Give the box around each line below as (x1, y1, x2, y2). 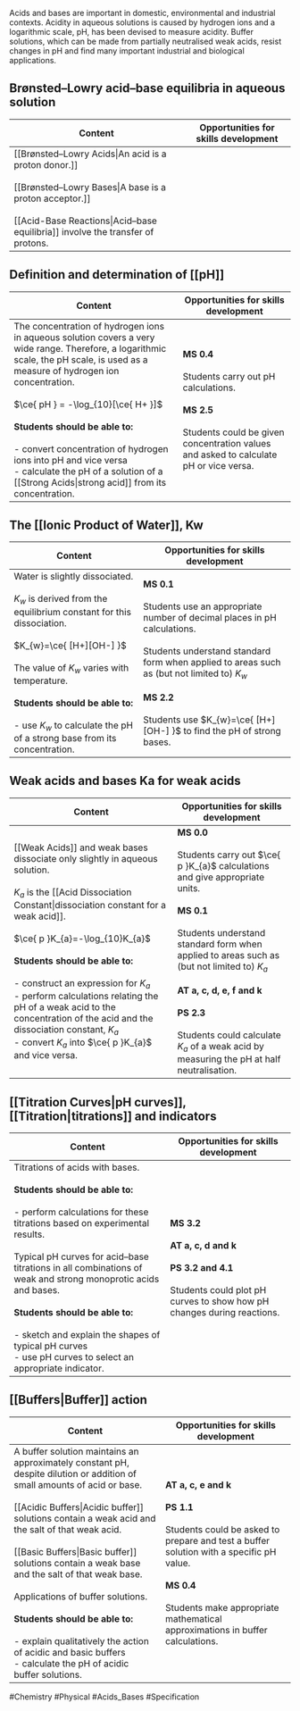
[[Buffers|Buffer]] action (9, 1392, 147, 1407)
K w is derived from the (13, 593, 108, 606)
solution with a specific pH (164, 1545, 277, 1557)
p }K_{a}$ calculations (177, 859, 270, 872)
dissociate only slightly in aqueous (13, 852, 158, 864)
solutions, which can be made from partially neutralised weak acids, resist (9, 36, 282, 46)
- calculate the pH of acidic (13, 1657, 129, 1669)
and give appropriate (177, 871, 265, 883)
